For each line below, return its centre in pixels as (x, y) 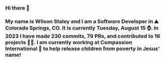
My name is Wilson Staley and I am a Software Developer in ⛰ (82, 21)
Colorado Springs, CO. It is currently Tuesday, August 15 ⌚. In (82, 28)
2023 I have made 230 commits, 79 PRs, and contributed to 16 (83, 36)
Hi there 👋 (18, 8)
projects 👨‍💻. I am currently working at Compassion (69, 42)
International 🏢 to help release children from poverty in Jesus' (82, 48)
